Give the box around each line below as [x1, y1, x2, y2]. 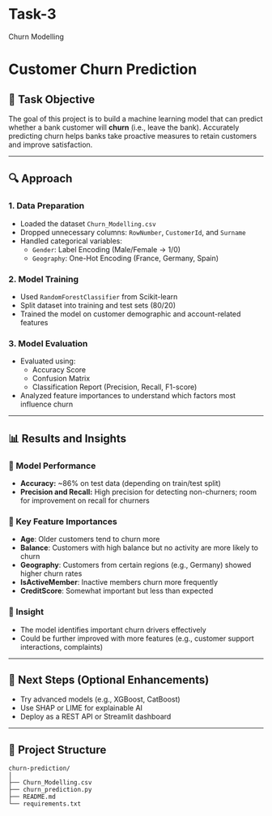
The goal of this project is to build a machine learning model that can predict [8, 114, 263, 123]
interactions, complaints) [19, 642, 104, 651]
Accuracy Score [32, 365, 87, 375]
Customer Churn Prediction [8, 60, 198, 79]
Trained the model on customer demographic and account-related [19, 309, 241, 319]
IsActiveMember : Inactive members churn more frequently [19, 578, 219, 587]
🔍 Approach [8, 172, 73, 186]
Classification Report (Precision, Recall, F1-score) [32, 382, 198, 392]
